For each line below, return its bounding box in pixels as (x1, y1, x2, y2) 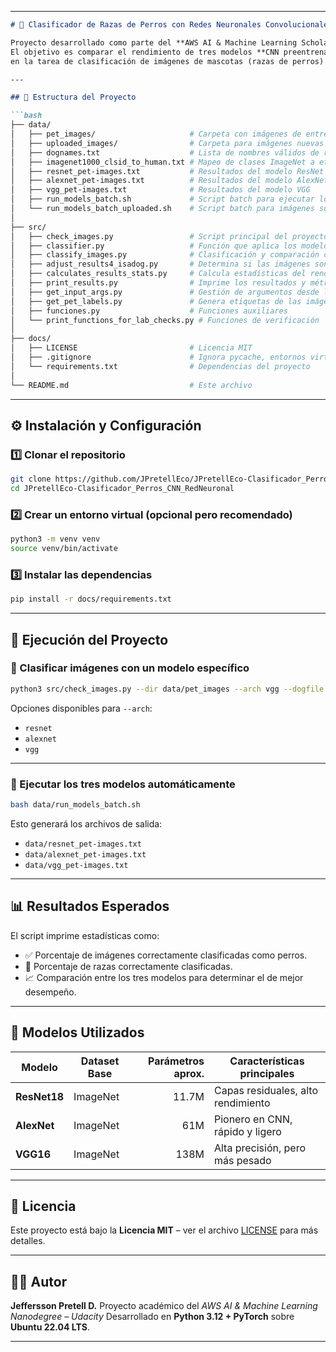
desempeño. (24, 986, 77, 998)
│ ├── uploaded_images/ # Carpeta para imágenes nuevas (10, 138, 325, 148)
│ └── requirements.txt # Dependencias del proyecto (10, 361, 311, 371)
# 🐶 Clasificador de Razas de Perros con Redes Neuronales (10, 20, 262, 30)
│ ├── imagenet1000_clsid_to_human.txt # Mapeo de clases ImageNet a (10, 157, 315, 167)
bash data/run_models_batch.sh (10, 800, 141, 810)
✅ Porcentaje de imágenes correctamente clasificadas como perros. (24, 949, 308, 961)
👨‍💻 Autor (10, 1273, 68, 1290)
